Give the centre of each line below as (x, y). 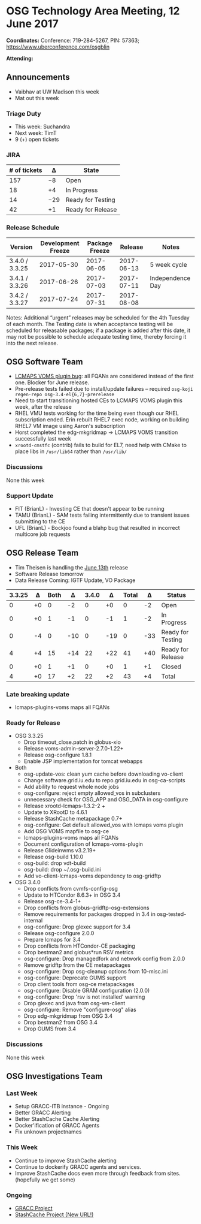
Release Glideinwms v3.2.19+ (60, 851)
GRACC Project (33, 1208)
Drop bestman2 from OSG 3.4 (60, 1023)
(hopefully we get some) (45, 1180)
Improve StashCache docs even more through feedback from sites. (98, 1173)
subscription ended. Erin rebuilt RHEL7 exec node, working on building (102, 420)
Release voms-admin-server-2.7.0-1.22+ (74, 749)
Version (21, 247)
